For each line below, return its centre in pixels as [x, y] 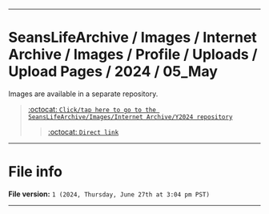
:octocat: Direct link [83, 131]
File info [35, 172]
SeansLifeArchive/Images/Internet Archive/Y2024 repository [130, 117]
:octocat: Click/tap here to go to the [92, 109]
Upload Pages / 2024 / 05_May [113, 72]
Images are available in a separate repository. [83, 94]
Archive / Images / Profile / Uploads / [133, 55]
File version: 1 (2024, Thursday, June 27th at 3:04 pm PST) [109, 194]
